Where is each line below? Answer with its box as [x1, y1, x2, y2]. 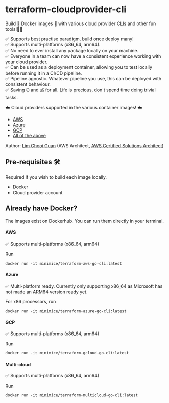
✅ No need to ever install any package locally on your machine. [5, 47, 139, 53]
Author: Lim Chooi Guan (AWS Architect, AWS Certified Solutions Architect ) [5, 142, 164, 149]
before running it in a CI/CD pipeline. [5, 70, 82, 76]
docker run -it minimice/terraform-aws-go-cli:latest [5, 260, 123, 266]
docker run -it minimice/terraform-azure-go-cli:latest [5, 308, 127, 314]
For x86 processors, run [5, 298, 56, 304]
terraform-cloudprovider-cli [5, 4, 127, 15]
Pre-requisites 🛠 [5, 158, 60, 167]
